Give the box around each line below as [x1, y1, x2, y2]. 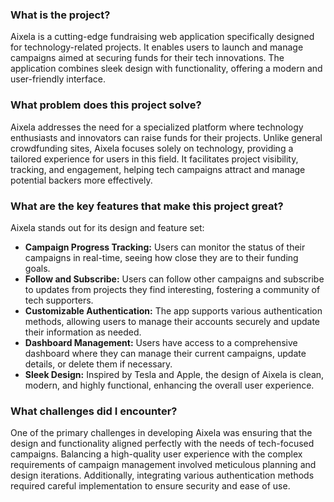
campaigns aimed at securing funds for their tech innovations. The [10, 52, 285, 64]
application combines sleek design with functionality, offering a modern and [10, 63, 323, 75]
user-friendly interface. [10, 73, 107, 85]
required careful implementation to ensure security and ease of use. [10, 480, 291, 492]
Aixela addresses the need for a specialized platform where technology [10, 121, 304, 133]
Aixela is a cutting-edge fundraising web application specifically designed [10, 31, 315, 43]
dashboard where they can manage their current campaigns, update [24, 347, 307, 359]
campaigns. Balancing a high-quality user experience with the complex [10, 448, 303, 460]
